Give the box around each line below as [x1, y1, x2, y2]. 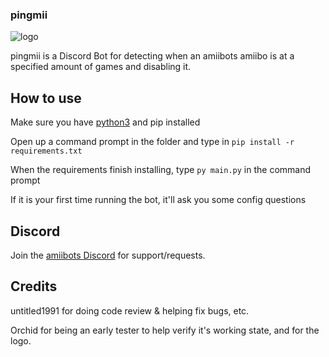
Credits [10, 278, 58, 295]
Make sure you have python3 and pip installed [10, 116, 201, 128]
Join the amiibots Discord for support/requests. [10, 249, 206, 261]
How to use [10, 89, 82, 107]
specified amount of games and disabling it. [10, 61, 192, 73]
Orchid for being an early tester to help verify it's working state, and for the [10, 324, 320, 336]
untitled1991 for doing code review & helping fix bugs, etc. [10, 304, 250, 317]
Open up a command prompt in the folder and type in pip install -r [10, 136, 295, 148]
